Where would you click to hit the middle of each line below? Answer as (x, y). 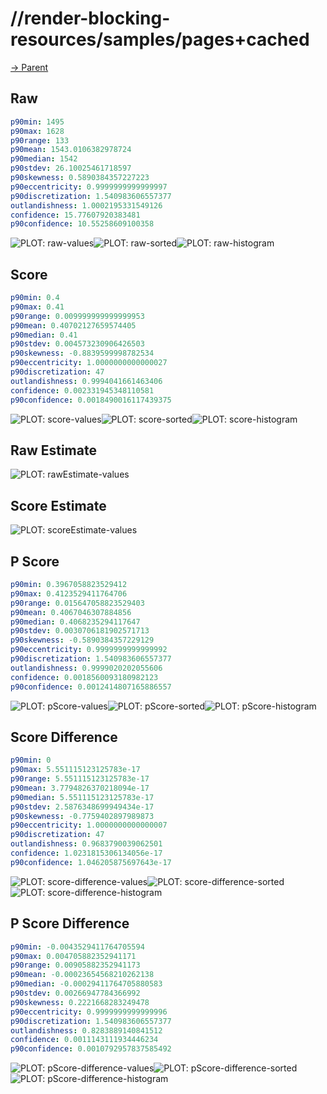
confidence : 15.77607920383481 (75, 215)
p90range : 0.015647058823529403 (77, 603)
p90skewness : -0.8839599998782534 (82, 353)
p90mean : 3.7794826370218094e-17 (80, 788)
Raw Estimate (53, 450)
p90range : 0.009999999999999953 (77, 316)
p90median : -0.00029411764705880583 (86, 984)
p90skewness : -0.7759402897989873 (82, 816)
